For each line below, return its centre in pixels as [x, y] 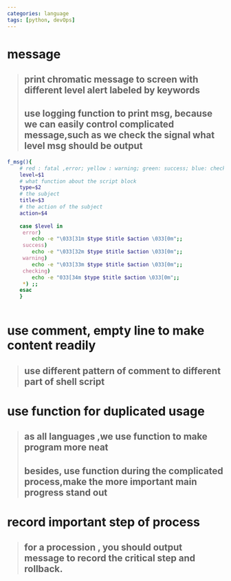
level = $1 [32, 175]
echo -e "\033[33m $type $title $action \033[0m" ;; [108, 264]
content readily [52, 345]
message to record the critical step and [110, 559]
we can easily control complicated [99, 125]
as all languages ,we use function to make [115, 436]
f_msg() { [20, 162]
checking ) [36, 271]
